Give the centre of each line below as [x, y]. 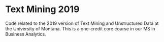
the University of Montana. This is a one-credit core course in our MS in [80, 28]
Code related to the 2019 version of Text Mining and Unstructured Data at [82, 23]
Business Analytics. [26, 34]
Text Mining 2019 [42, 9]
